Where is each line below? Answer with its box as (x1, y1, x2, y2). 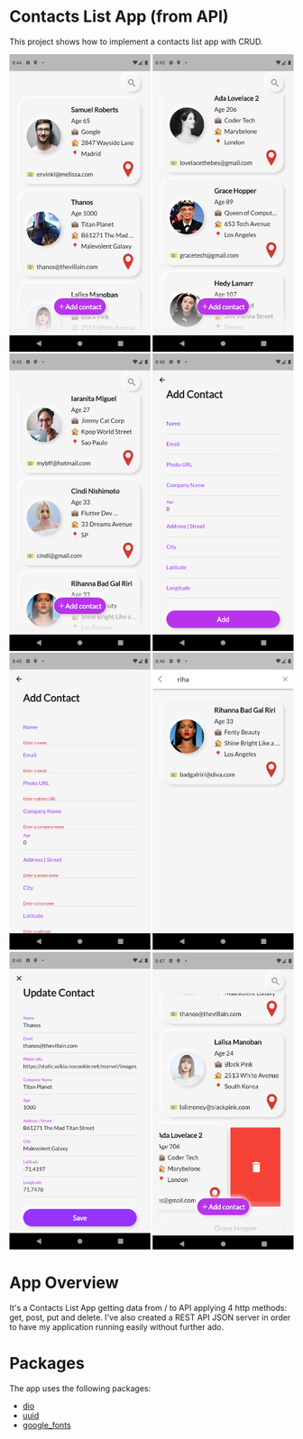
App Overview (9, 1272, 119, 1293)
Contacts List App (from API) (9, 6, 229, 27)
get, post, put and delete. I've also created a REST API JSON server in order (9, 1312, 291, 1323)
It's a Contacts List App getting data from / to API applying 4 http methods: (9, 1302, 287, 1313)
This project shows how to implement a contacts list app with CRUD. (9, 36, 263, 47)
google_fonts (22, 1419, 71, 1430)
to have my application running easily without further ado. (9, 1321, 225, 1332)
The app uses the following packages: (9, 1382, 151, 1394)
